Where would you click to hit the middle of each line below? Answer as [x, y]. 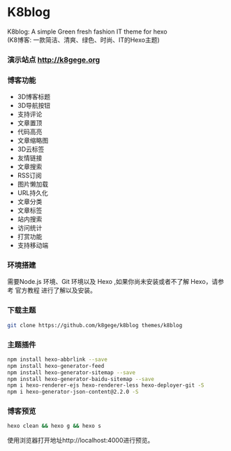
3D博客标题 [34, 97]
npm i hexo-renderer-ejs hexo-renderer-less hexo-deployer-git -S [106, 385]
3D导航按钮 [34, 106]
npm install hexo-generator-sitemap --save [72, 372]
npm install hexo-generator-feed [56, 366]
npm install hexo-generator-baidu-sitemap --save [81, 379]
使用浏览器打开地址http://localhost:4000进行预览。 [81, 441]
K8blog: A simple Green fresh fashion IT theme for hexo [87, 31]
